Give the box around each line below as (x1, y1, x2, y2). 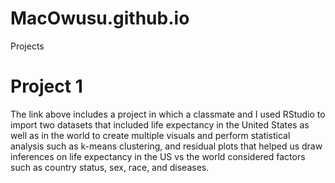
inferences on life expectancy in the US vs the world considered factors (10, 150, 306, 162)
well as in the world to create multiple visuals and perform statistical (10, 129, 291, 141)
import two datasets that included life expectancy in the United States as (10, 118, 310, 131)
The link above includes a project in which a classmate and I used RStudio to (10, 108, 326, 120)
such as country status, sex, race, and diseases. (10, 161, 210, 173)
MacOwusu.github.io (10, 7, 190, 30)
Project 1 (10, 75, 83, 98)
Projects (10, 40, 45, 52)
